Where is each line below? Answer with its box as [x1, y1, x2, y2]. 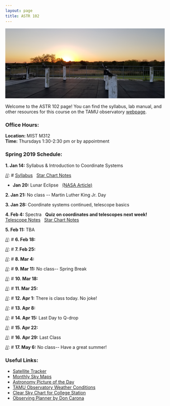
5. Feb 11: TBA [5, 227, 35, 233]
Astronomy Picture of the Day [12, 379, 74, 385]
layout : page [5, 8, 33, 13]
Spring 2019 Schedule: [5, 151, 62, 158]
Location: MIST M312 [5, 133, 51, 139]
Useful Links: [5, 356, 38, 364]
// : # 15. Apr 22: [5, 324, 38, 331]
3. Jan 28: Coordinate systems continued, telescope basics [5, 201, 130, 207]
